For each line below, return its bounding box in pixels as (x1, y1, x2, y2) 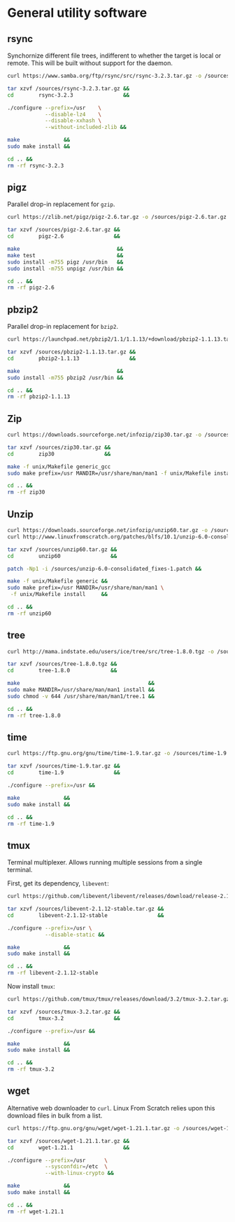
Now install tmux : (7, 982, 56, 991)
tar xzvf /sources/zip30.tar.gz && (7, 444, 111, 451)
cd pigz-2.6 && (7, 233, 120, 240)
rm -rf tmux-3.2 (7, 1066, 55, 1073)
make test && (7, 252, 124, 259)
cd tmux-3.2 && (7, 1014, 120, 1021)
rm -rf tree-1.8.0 (7, 712, 61, 719)
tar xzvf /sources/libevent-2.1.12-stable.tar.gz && (7, 906, 164, 913)
